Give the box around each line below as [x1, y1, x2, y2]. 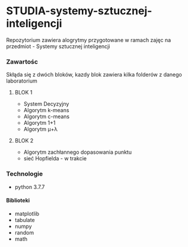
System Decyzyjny [23, 100, 69, 107]
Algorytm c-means [23, 113, 70, 120]
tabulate [14, 216, 36, 223]
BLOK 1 [14, 89, 33, 96]
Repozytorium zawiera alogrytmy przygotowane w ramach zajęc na [6, 36, 171, 43]
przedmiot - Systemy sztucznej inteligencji [6, 43, 110, 50]
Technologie [6, 170, 43, 178]
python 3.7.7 [14, 183, 45, 191]
